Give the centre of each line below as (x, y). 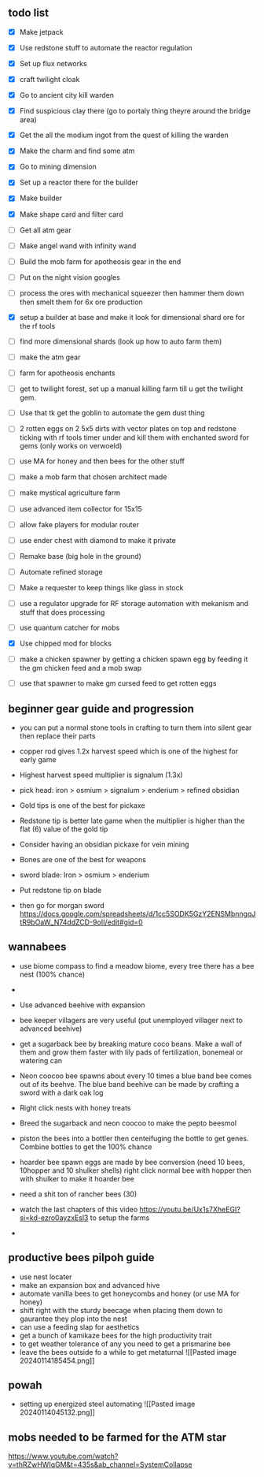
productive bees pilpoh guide (81, 1257)
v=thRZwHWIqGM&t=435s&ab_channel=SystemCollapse (100, 1464)
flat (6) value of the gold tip (64, 829)
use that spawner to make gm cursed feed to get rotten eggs (118, 683)
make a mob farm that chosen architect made (93, 477)
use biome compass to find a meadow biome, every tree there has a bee (137, 965)
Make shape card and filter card (71, 214)
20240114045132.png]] (57, 1412)
